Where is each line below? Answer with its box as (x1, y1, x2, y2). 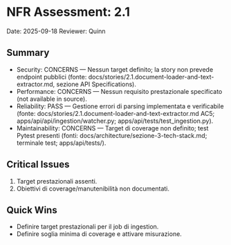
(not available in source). (16, 95, 87, 103)
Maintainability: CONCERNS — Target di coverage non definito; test (16, 124, 209, 132)
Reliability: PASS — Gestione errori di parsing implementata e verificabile (16, 101, 224, 110)
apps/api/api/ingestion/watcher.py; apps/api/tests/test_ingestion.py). (16, 117, 214, 125)
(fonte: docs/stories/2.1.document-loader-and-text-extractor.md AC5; (16, 109, 215, 117)
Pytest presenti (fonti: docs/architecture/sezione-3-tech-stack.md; (16, 131, 207, 139)
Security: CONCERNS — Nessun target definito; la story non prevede (16, 65, 214, 73)
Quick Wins (6, 204, 57, 216)
